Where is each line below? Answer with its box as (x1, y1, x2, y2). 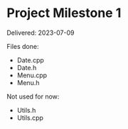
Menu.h (16, 78, 40, 86)
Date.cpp (16, 55, 44, 64)
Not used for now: (6, 92, 60, 101)
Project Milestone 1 (6, 5, 122, 21)
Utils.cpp (16, 113, 44, 122)
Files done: (6, 42, 39, 50)
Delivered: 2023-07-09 (6, 28, 75, 37)
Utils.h (16, 106, 36, 114)
